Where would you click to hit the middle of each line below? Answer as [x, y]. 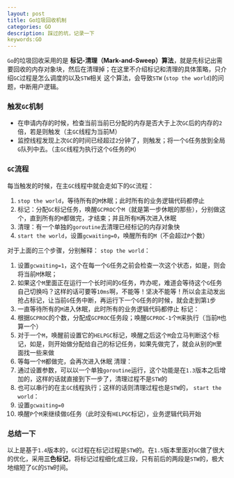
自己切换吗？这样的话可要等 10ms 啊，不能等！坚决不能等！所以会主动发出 [121, 291]
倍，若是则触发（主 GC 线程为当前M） [69, 132]
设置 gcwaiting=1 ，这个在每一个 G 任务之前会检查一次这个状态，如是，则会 [122, 265]
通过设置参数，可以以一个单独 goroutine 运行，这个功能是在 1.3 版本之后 [118, 370]
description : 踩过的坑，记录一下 [51, 33]
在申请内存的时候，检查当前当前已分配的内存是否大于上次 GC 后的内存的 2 [120, 123]
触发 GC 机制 [25, 107]
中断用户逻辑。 [41, 87]
